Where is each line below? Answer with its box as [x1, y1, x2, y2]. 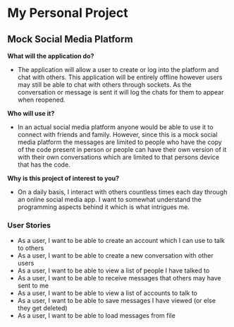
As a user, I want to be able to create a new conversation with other [17, 251, 214, 260]
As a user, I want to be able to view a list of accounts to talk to [17, 289, 197, 297]
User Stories [7, 220, 51, 230]
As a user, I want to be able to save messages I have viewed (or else [17, 297, 216, 305]
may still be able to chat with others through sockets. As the [17, 81, 192, 89]
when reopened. [17, 95, 66, 104]
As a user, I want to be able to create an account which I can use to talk [17, 237, 226, 245]
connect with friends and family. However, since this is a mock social [17, 131, 218, 138]
